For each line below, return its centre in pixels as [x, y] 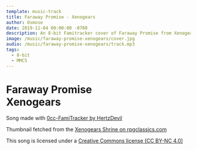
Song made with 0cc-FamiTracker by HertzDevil [64, 118]
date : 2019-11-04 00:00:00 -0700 [47, 28]
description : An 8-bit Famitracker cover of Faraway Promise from [89, 33]
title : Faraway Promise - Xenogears [51, 17]
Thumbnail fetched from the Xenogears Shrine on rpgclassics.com [86, 129]
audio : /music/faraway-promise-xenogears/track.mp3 [70, 45]
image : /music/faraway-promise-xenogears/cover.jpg [70, 39]
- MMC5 [19, 60]
